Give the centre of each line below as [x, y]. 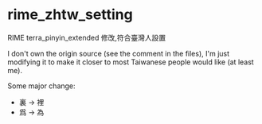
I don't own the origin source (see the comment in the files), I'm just [119, 53]
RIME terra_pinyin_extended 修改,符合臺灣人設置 [87, 37]
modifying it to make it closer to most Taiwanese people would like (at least [131, 62]
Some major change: [42, 86]
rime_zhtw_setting [70, 15]
